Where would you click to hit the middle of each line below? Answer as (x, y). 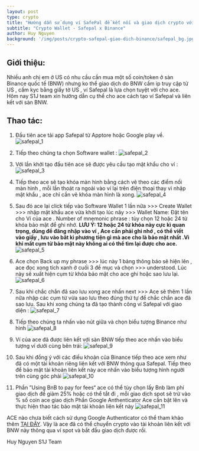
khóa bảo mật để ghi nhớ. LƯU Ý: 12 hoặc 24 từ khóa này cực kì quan (100, 224)
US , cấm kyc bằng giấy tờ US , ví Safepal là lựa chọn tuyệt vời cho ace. (94, 90)
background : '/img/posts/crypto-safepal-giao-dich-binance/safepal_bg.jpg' (102, 39)
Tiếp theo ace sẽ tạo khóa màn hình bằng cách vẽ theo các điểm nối (99, 182)
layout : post (23, 12)
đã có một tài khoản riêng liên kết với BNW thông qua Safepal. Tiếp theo (103, 363)
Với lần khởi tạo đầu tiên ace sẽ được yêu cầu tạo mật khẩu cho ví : (97, 164)
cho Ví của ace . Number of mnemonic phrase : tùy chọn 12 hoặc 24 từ (101, 218)
